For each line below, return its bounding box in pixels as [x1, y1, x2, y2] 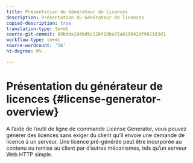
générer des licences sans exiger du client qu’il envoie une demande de [6, 131, 185, 139]
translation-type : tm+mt [6, 25, 69, 32]
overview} [6, 105, 59, 118]
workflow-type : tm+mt [6, 37, 61, 43]
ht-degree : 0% [6, 48, 42, 54]
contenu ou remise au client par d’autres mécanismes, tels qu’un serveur [6, 144, 187, 152]
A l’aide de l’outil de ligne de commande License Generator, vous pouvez [6, 125, 187, 132]
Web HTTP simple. [6, 150, 53, 158]
